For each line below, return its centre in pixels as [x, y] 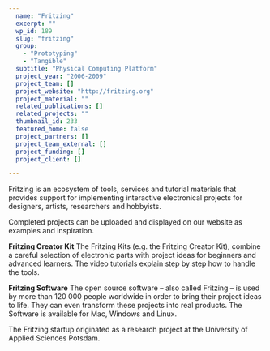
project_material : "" [52, 99]
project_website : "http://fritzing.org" [85, 91]
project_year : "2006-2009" [61, 76]
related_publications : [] [60, 106]
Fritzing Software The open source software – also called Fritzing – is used [134, 288]
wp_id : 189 [34, 31]
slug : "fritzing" [45, 39]
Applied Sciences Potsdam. [54, 338]
